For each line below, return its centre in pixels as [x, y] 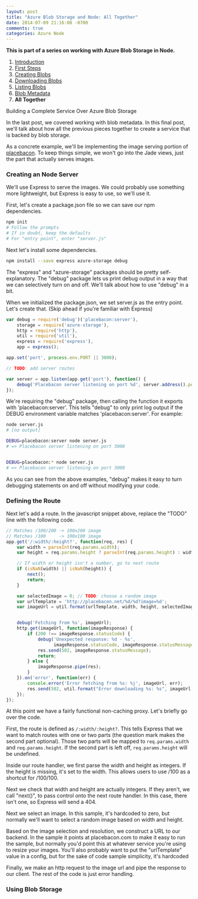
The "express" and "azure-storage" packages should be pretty [82, 272]
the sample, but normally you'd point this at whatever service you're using [96, 844]
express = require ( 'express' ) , [55, 342]
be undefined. [23, 754]
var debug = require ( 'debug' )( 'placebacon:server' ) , [72, 319]
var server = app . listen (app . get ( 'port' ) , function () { [76, 379]
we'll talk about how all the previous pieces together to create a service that [98, 129]
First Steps [28, 68]
